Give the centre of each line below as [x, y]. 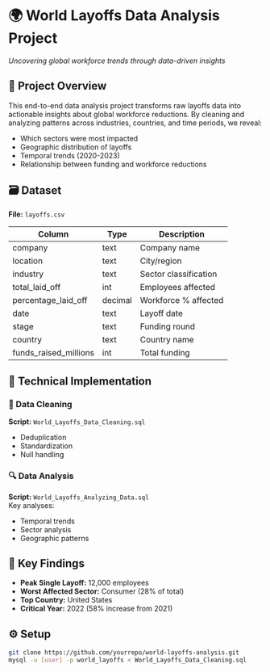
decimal [117, 300]
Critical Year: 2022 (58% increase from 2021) [96, 609]
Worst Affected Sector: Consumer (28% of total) [102, 591]
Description [182, 233]
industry [28, 274]
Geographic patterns [54, 538]
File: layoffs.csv [37, 214]
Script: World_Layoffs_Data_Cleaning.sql [77, 422]
